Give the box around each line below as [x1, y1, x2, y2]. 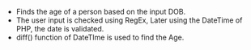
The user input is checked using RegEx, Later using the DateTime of [15, 15, 243, 25]
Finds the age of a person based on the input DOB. [15, 7, 186, 16]
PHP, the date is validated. [15, 24, 104, 33]
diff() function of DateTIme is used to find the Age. [15, 32, 185, 42]
